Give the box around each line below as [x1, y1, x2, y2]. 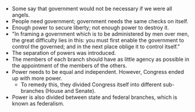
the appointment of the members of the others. [11, 62, 127, 69]
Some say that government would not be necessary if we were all [11, 5, 172, 12]
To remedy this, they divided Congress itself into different [20, 81, 162, 88]
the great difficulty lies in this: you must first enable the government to [11, 37, 184, 43]
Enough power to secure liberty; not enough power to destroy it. [11, 24, 169, 31]
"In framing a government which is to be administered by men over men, [11, 30, 189, 38]
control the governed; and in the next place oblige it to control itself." [11, 43, 180, 50]
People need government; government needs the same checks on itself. [11, 18, 188, 24]
